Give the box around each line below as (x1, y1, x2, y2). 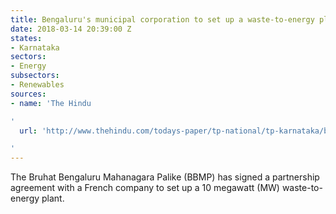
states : (10, 33, 43, 43)
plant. (41, 192, 65, 205)
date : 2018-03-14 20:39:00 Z (10, 24, 132, 34)
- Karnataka (10, 42, 60, 53)
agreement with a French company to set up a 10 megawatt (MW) (10, 182, 280, 194)
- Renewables (10, 80, 65, 90)
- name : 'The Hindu (10, 98, 92, 108)
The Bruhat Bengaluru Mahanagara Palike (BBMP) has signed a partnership (10, 171, 320, 183)
